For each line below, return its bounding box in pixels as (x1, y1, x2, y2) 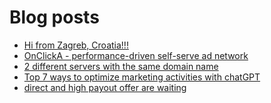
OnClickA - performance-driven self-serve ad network (23, 49, 249, 61)
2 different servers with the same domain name (23, 60, 219, 72)
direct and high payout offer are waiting (23, 81, 187, 93)
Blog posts (9, 6, 100, 29)
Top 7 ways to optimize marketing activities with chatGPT (23, 71, 261, 83)
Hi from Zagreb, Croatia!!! (23, 39, 129, 51)
